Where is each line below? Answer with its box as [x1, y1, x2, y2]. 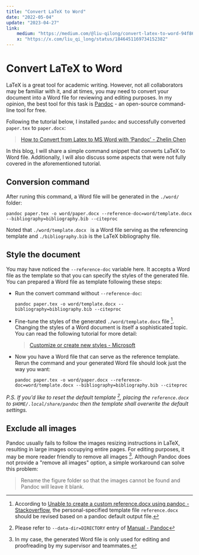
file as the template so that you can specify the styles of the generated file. [6, 272, 190, 279]
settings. [6, 406, 28, 413]
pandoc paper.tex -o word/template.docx [14, 301, 116, 307]
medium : [17, 31, 36, 37]
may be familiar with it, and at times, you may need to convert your [6, 87, 169, 95]
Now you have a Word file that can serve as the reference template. [14, 353, 179, 361]
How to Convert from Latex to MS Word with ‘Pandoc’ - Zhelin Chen [20, 136, 186, 143]
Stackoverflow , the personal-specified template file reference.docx [14, 506, 179, 513]
